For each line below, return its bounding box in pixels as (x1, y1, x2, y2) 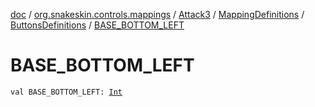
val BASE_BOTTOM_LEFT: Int (10, 87, 123, 97)
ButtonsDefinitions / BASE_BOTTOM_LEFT (10, 19, 185, 31)
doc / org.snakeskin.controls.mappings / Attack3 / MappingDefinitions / (10, 9, 305, 20)
